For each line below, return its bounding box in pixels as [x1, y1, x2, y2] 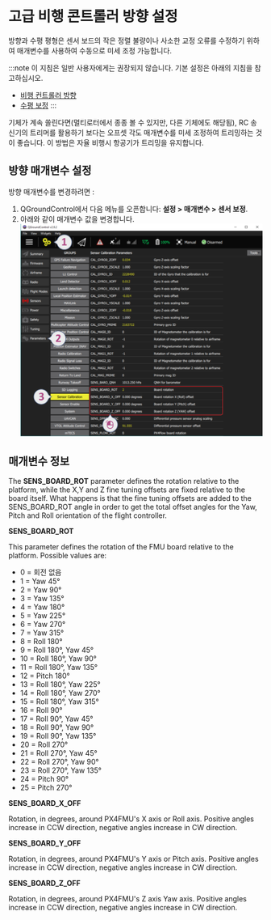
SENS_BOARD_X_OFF [8, 799, 81, 808]
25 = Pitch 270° [19, 782, 73, 793]
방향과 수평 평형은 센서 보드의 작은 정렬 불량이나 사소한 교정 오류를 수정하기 [8, 36, 245, 45]
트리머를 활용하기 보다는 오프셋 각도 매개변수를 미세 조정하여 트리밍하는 [29, 127, 254, 138]
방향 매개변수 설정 [8, 163, 92, 178]
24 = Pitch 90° [19, 774, 69, 784]
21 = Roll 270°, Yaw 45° [19, 748, 98, 758]
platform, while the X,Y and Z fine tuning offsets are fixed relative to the [8, 485, 246, 494]
